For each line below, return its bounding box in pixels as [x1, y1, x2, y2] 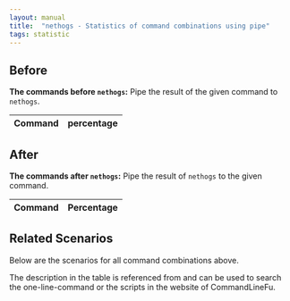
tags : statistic [9, 29, 70, 38]
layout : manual [9, 13, 66, 22]
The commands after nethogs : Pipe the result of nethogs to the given [9, 171, 262, 181]
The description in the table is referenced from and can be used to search [9, 272, 282, 282]
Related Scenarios [9, 231, 114, 247]
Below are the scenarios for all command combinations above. [9, 255, 239, 265]
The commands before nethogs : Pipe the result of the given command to [9, 87, 278, 97]
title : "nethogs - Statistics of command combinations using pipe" [9, 21, 270, 30]
